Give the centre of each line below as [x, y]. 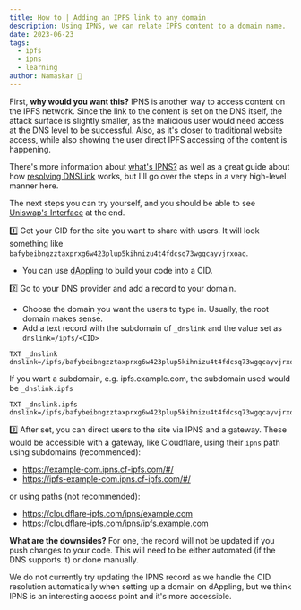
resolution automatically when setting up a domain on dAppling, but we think [150, 586]
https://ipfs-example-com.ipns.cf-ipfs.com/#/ [106, 479]
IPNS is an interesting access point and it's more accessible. [120, 596]
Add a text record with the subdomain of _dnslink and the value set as [152, 327]
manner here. [34, 186]
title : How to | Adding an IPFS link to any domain [107, 17]
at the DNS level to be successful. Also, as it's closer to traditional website [146, 130]
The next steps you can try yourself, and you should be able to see [133, 203]
